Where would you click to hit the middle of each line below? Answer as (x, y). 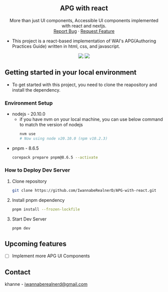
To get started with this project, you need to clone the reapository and (85, 85)
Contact (18, 272)
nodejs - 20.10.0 (29, 114)
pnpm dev (21, 228)
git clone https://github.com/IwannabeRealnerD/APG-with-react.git (84, 190)
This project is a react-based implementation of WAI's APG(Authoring (84, 41)
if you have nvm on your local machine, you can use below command (91, 119)
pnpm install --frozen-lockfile (46, 209)
